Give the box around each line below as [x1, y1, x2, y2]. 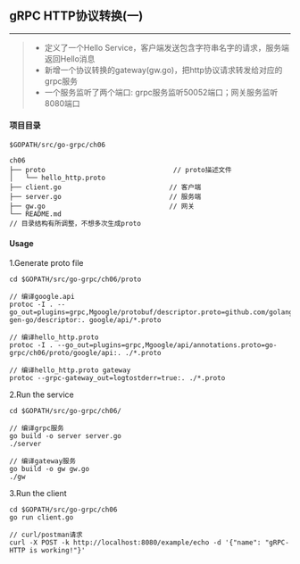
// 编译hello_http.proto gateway [9, 366, 131, 375]
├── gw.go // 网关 [9, 202, 195, 211]
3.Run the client [9, 488, 67, 499]
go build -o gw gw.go [9, 465, 90, 474]
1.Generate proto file [9, 258, 84, 269]
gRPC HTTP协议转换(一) [9, 8, 144, 24]
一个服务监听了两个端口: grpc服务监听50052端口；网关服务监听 [44, 87, 279, 97]
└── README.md [9, 210, 62, 219]
